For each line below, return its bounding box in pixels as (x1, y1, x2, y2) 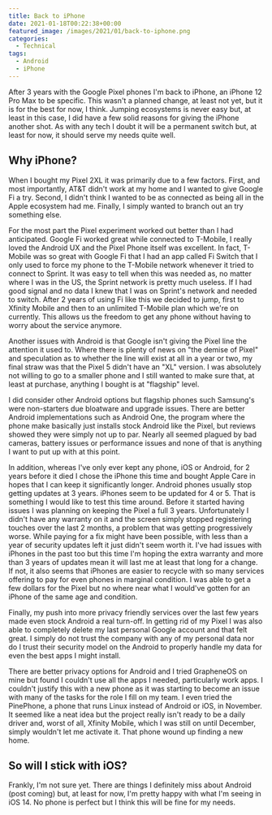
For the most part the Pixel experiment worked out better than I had (8, 225, 234, 235)
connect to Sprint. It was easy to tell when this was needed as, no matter (8, 269, 252, 278)
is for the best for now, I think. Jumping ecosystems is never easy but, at (8, 104, 252, 114)
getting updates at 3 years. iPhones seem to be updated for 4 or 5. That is (8, 488, 256, 498)
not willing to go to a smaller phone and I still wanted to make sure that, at (8, 370, 255, 380)
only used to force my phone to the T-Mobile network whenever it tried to (8, 260, 254, 270)
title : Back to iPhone (8, 11, 85, 20)
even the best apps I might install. (8, 650, 121, 660)
